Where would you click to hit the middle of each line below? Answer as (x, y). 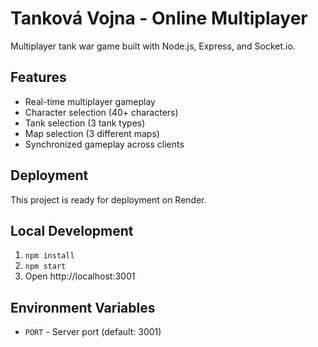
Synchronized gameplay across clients (104, 144)
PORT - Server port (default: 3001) (93, 332)
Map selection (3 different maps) (92, 133)
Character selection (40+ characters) (101, 112)
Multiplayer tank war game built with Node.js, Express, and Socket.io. (153, 46)
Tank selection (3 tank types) (85, 123)
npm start (45, 267)
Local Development (72, 230)
